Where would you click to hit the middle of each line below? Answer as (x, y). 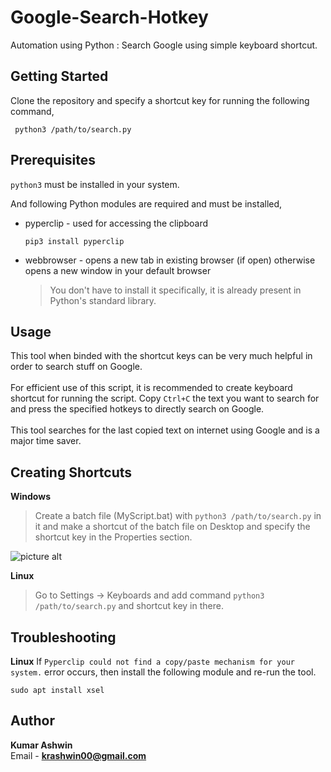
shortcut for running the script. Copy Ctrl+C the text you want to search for (165, 398)
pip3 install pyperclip (74, 241)
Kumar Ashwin (41, 745)
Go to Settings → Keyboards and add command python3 (149, 595)
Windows (30, 497)
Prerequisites (53, 160)
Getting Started (59, 76)
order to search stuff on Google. (76, 367)
